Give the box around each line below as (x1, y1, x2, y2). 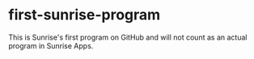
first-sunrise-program (8, 6, 161, 24)
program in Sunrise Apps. (8, 40, 94, 50)
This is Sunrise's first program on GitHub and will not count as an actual (8, 32, 248, 42)
